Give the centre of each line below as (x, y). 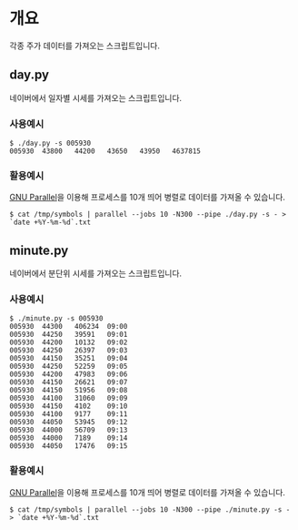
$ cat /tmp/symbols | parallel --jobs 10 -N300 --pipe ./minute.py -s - (150, 510)
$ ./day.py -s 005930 (50, 143)
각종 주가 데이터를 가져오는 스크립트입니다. (85, 46)
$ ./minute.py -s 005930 (56, 319)
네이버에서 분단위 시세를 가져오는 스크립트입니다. (96, 273)
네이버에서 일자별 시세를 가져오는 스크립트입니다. (96, 97)
